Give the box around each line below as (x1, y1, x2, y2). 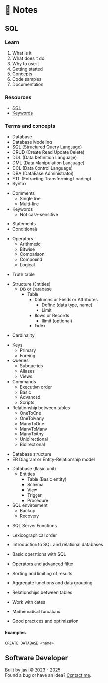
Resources (5, 94, 32, 101)
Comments (12, 190, 35, 196)
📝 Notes (5, 4, 38, 16)
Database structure (12, 451, 52, 457)
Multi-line (19, 201, 39, 207)
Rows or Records (34, 313, 69, 319)
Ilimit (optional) (41, 318, 72, 324)
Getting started (12, 66, 43, 72)
